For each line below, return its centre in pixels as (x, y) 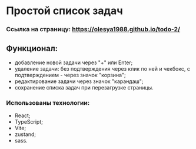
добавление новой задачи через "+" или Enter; (74, 62)
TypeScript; (29, 122)
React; (22, 115)
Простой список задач (65, 11)
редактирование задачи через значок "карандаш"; (79, 81)
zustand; (25, 134)
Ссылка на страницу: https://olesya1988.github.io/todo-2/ (93, 29)
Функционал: (32, 48)
